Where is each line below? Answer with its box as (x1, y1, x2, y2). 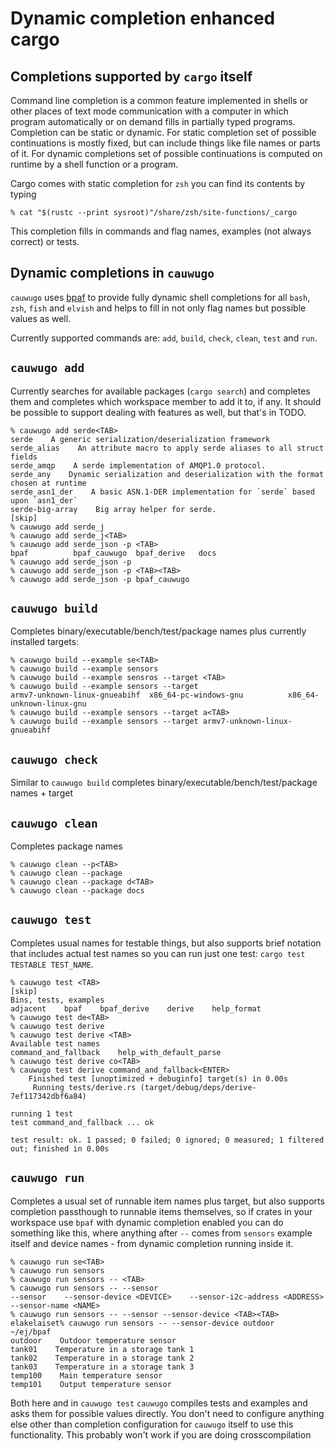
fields (10, 452, 38, 462)
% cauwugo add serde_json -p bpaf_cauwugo (10, 574, 190, 584)
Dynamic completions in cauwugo (10, 265, 215, 282)
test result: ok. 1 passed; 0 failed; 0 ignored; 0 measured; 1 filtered (10, 1135, 325, 1145)
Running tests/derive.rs (32, 1082, 137, 1092)
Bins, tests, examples (10, 995, 105, 1005)
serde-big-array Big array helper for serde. (10, 504, 217, 514)
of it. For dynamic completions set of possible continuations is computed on (10, 148, 323, 159)
